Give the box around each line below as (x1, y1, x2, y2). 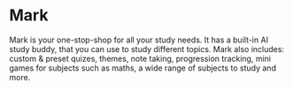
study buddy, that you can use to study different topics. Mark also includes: (9, 43, 285, 54)
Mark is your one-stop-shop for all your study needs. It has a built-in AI (9, 34, 268, 45)
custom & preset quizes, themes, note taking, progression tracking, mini (9, 53, 272, 64)
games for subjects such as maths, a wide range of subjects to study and (9, 63, 277, 73)
